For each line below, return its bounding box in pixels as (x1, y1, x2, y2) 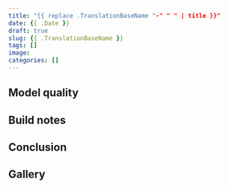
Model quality (8, 86, 79, 100)
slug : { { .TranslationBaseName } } (8, 34, 124, 42)
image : (8, 49, 31, 57)
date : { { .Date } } (8, 19, 70, 27)
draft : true (8, 26, 48, 34)
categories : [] (8, 57, 59, 65)
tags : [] (8, 42, 38, 50)
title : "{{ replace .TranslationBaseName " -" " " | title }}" (8, 11, 221, 20)
